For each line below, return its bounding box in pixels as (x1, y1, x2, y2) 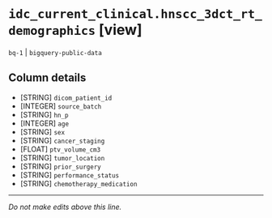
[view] (98, 21, 143, 39)
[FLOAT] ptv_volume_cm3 (19, 144, 101, 154)
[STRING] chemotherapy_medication (19, 178, 138, 188)
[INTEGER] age (19, 118, 70, 128)
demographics (8, 24, 96, 39)
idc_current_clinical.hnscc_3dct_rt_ (8, 6, 263, 22)
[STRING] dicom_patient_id (19, 92, 113, 102)
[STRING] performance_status (19, 169, 120, 180)
